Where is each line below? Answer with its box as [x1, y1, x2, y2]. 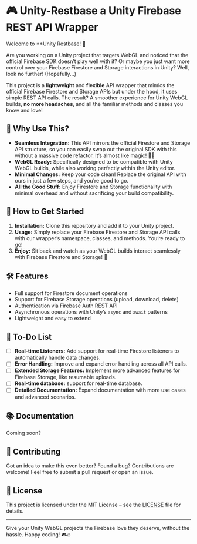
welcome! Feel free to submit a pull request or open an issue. [6, 469, 154, 476]
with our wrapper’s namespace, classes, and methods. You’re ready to [14, 234, 185, 241]
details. [6, 507, 24, 515]
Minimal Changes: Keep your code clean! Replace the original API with [14, 171, 186, 178]
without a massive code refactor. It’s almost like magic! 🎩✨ [14, 152, 155, 159]
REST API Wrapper [6, 21, 98, 34]
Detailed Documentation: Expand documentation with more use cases [14, 386, 186, 394]
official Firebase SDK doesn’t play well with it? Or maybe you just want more [6, 58, 190, 65]
